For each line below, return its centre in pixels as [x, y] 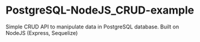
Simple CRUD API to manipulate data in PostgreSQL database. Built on [92, 27]
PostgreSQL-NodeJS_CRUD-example [100, 10]
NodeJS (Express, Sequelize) [42, 33]
